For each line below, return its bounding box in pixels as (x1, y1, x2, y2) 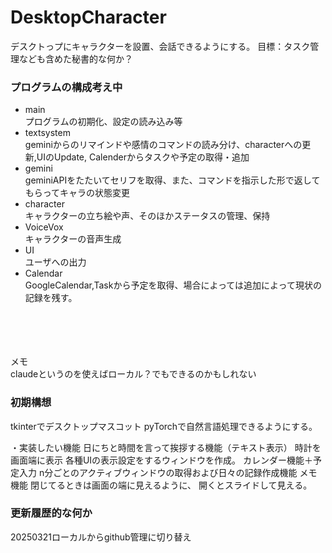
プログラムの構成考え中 (10, 80, 123, 94)
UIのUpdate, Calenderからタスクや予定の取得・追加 (36, 151, 250, 163)
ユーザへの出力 (24, 256, 87, 268)
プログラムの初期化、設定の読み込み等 (24, 116, 183, 128)
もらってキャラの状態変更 (24, 187, 131, 199)
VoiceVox (24, 221, 64, 233)
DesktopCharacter (10, 6, 167, 29)
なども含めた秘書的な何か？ (18, 52, 133, 65)
